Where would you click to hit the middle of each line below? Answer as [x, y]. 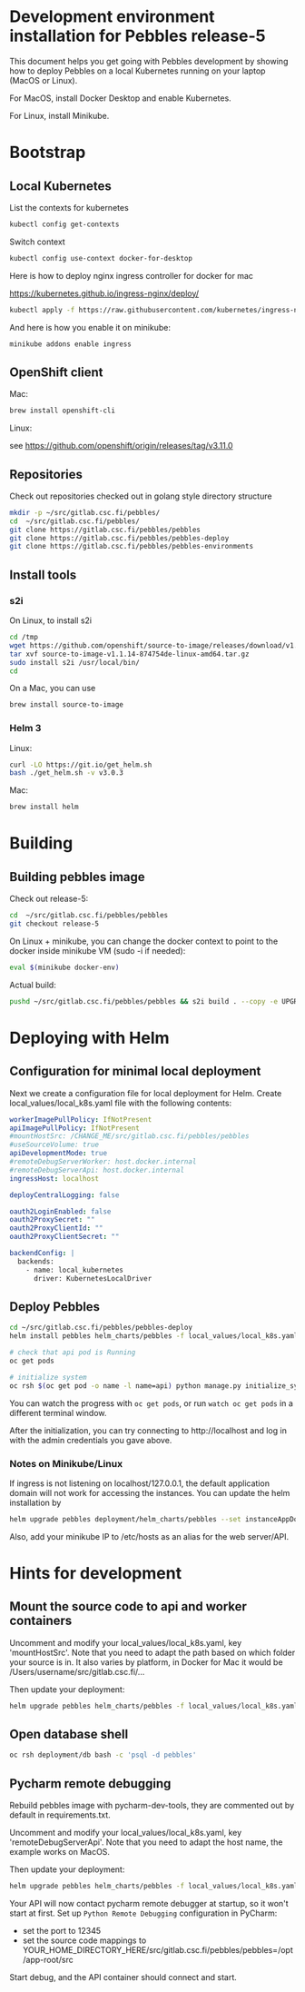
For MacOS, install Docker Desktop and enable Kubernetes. [120, 98]
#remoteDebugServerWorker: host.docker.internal [103, 1162]
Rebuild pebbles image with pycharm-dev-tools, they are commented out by [152, 1806]
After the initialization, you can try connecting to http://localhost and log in [148, 1430]
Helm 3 [25, 728]
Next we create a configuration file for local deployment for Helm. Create [146, 1093]
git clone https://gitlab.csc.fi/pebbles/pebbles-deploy [119, 538]
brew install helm [44, 807]
